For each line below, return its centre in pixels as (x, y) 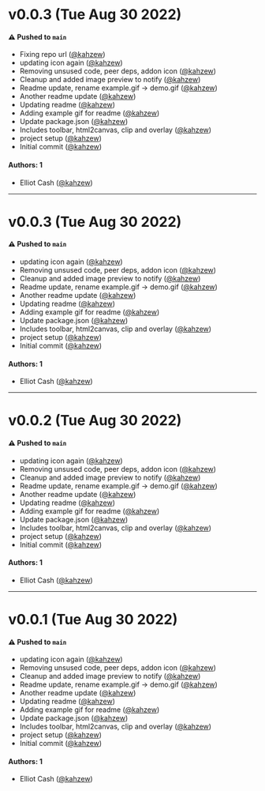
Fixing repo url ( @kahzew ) (62, 55)
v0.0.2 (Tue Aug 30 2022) (95, 421)
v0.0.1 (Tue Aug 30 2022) (93, 619)
